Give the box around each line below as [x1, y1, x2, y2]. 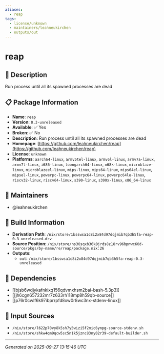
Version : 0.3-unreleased [12, 119, 62, 125]
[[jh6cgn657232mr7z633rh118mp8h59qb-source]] [12, 292, 114, 298]
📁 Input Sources [5, 312, 55, 320]
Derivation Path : [12, 231, 46, 237]
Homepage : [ [12, 140, 40, 146]
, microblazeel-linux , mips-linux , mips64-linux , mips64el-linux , [23, 166, 153, 172]
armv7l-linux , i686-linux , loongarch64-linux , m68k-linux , [12, 161, 128, 167]
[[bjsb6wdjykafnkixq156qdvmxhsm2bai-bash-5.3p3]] [12, 287, 120, 293]
